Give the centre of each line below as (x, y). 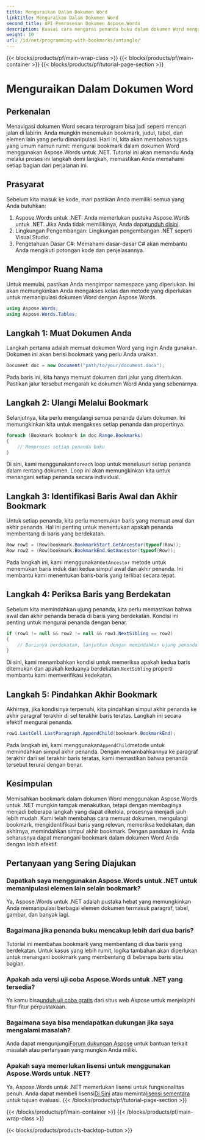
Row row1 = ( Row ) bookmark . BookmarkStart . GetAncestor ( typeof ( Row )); (94, 545)
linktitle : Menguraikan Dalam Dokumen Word (63, 18)
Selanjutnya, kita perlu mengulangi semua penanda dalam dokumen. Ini (96, 417)
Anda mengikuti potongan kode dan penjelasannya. (80, 250)
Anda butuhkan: (27, 206)
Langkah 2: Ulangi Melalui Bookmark (77, 403)
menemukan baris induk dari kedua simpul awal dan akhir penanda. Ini (95, 568)
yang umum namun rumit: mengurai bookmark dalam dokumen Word (93, 146)
